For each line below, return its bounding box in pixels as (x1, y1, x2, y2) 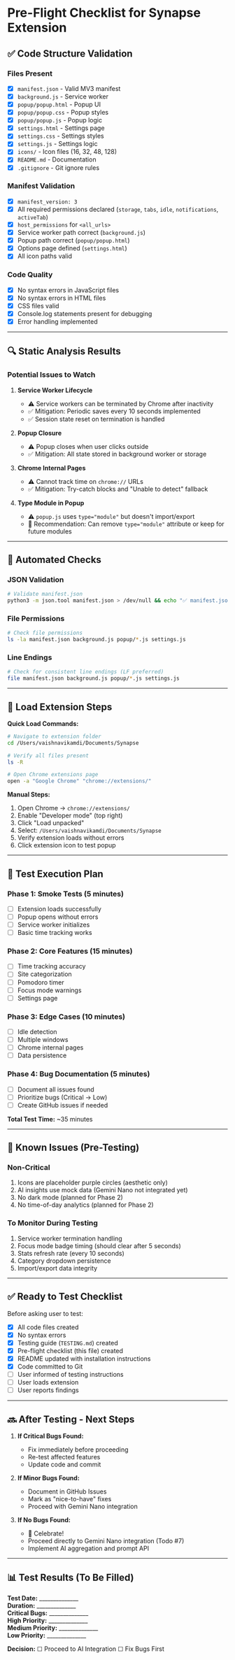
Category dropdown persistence (17, 1257, 111, 1265)
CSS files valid (17, 301, 59, 310)
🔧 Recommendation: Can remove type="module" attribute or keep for (27, 520, 225, 528)
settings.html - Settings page (17, 124, 105, 132)
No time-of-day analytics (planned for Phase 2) (17, 1201, 154, 1209)
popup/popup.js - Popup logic (17, 116, 103, 124)
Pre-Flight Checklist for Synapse (7, 5, 201, 21)
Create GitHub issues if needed (17, 1101, 108, 1109)
